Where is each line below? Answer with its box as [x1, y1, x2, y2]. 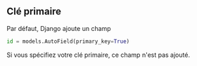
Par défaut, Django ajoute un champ [6, 24, 111, 32]
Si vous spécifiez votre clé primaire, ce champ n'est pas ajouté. [6, 51, 191, 59]
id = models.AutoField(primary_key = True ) [6, 38, 130, 45]
